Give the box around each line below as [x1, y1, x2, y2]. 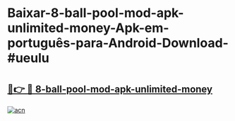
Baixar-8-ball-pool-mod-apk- [7, 5, 184, 21]
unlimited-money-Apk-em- [7, 20, 169, 36]
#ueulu [7, 50, 49, 67]
